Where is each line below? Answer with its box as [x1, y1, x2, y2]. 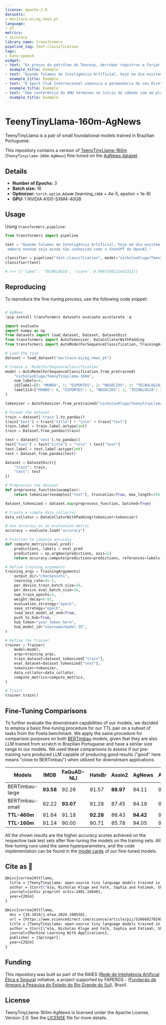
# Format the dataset [5, 410, 50, 415]
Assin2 [111, 771, 128, 778]
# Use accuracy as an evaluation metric [5, 523, 90, 528]
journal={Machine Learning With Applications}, [9, 930, 110, 936]
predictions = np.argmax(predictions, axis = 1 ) [14, 551, 112, 556]
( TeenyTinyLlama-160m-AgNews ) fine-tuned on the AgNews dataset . [5, 153, 139, 159]
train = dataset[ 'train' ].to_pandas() [5, 414, 85, 419]
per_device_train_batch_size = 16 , [14, 583, 83, 588]
